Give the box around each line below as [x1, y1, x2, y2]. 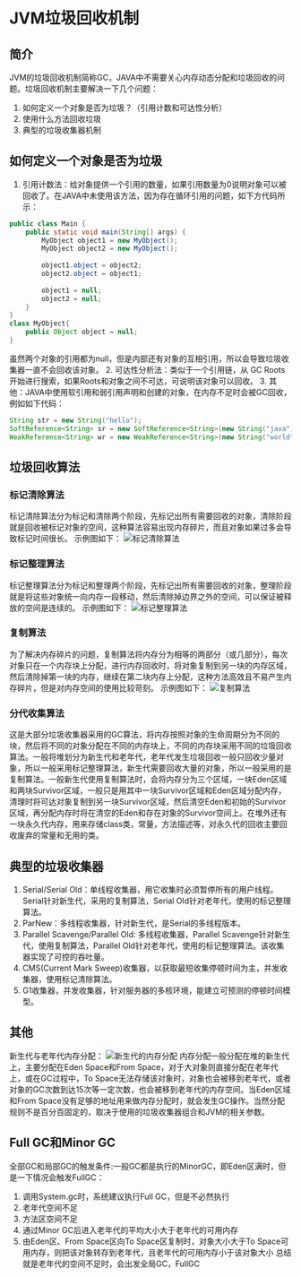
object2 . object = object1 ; [41, 270, 142, 279]
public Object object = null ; [25, 328, 139, 337]
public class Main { [9, 219, 87, 229]
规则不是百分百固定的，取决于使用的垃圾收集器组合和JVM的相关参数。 [9, 1106, 271, 1117]
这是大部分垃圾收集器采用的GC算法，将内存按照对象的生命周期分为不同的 [9, 729, 280, 740]
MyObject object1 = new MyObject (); [41, 236, 178, 245]
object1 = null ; [41, 286, 102, 295]
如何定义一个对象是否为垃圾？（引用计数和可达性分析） [21, 102, 227, 113]
